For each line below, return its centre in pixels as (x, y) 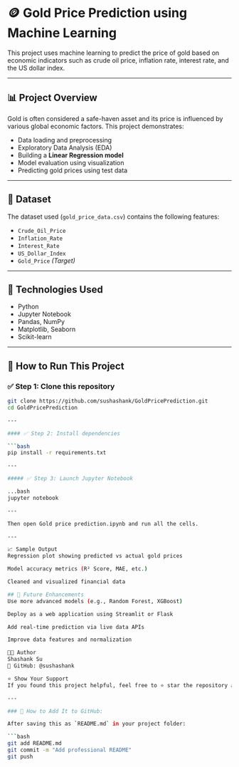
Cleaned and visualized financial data (67, 582)
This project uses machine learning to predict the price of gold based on (113, 53)
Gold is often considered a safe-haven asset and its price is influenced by (115, 118)
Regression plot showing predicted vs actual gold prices (95, 556)
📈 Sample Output (33, 549)
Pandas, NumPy (41, 322)
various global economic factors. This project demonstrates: (96, 126)
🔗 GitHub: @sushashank (41, 666)
